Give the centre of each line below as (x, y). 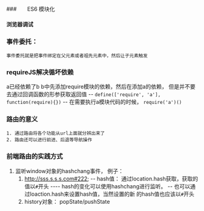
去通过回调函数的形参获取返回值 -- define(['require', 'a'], (84, 94)
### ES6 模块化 (31, 9)
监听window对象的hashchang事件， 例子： (69, 171)
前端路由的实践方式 (35, 157)
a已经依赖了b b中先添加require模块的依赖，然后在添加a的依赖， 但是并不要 (101, 87)
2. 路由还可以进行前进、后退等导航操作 (49, 140)
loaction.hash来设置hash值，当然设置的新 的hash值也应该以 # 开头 (112, 194)
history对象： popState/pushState (67, 201)
